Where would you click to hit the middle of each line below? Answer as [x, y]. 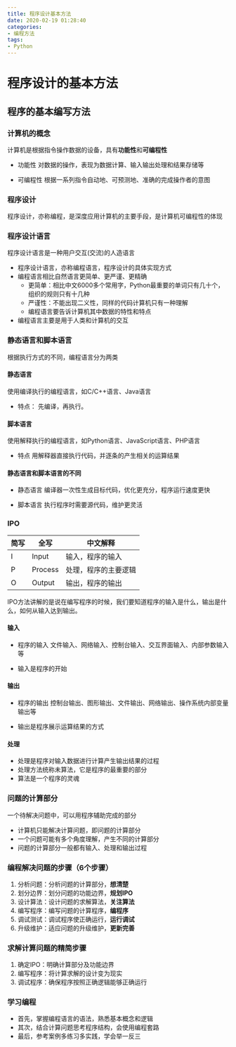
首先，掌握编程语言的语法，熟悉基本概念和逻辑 [85, 1019]
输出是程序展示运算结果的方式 [60, 727]
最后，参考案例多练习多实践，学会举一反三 [79, 1036]
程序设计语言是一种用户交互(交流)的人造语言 [71, 253]
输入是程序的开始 [42, 668]
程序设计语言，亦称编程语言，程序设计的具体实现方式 [94, 268]
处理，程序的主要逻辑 [101, 570]
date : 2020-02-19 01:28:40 [47, 20]
